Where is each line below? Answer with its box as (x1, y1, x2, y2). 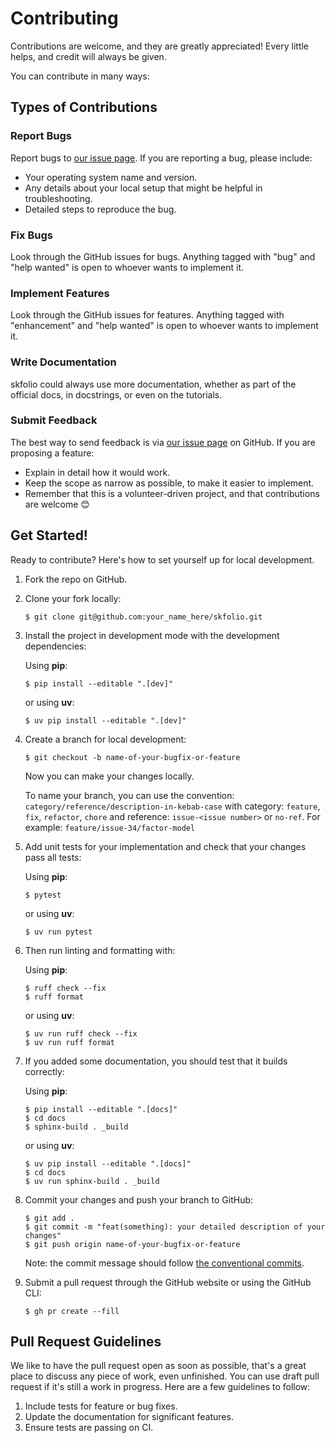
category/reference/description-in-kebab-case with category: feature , (24, 800, 321, 812)
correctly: (24, 1065, 65, 1077)
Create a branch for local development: (24, 733, 187, 745)
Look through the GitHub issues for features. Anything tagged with (10, 309, 285, 321)
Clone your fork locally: (24, 592, 122, 604)
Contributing (10, 7, 119, 30)
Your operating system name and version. (24, 171, 198, 183)
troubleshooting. (24, 192, 93, 204)
